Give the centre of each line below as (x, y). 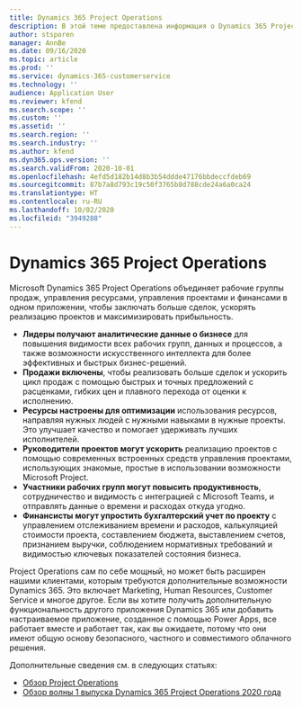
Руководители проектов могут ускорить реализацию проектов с (150, 448)
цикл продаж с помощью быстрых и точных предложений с (138, 381)
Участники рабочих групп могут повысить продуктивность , (142, 487)
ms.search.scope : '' (48, 110)
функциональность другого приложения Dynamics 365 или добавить (142, 609)
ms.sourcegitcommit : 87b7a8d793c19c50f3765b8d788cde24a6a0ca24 (130, 185)
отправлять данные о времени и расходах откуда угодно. (133, 505)
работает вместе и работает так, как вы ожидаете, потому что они (138, 628)
